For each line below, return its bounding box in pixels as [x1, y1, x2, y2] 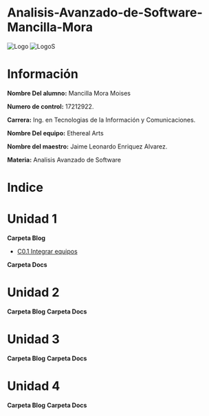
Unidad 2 [7, 285, 60, 300]
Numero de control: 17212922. [7, 102, 94, 111]
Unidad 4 [7, 378, 60, 394]
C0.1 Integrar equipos [16, 248, 78, 255]
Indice [7, 180, 43, 195]
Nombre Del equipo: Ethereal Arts [7, 129, 104, 137]
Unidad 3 [7, 331, 60, 347]
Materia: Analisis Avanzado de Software [7, 155, 122, 164]
